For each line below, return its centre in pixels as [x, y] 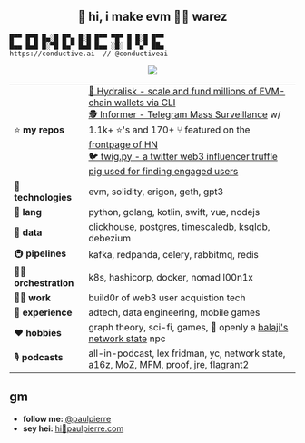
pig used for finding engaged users [163, 171]
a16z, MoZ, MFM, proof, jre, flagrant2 [169, 364]
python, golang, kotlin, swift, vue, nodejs [174, 212]
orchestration [44, 282]
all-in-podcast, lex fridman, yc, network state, [187, 353]
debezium [110, 238]
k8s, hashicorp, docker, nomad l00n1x [171, 277]
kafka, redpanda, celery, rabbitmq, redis [173, 255]
